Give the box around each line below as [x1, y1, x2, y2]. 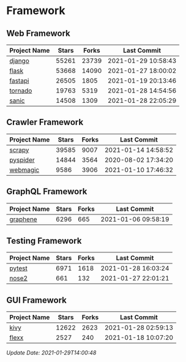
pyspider [9, 156, 35, 164]
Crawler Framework [6, 117, 84, 127]
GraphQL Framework [6, 186, 87, 197]
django [9, 56, 29, 65]
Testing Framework [6, 236, 82, 246]
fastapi [9, 77, 29, 85]
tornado [9, 86, 32, 95]
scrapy [9, 145, 29, 154]
